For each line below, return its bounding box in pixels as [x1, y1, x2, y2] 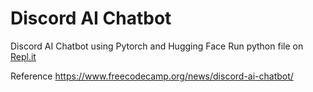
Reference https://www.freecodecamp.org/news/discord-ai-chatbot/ [10, 70, 294, 82]
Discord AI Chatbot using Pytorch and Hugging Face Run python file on [10, 40, 304, 52]
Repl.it [10, 50, 37, 62]
